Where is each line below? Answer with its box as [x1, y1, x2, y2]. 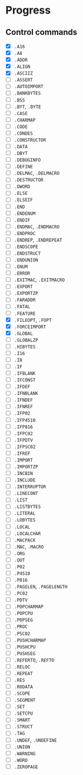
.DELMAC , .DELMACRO [14, 170, 60, 177]
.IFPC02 [14, 431, 33, 437]
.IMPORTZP [14, 464, 39, 470]
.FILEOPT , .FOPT [14, 316, 52, 323]
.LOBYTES [14, 517, 36, 523]
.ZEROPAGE [14, 764, 39, 770]
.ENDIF [14, 217, 31, 223]
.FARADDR [14, 297, 36, 303]
